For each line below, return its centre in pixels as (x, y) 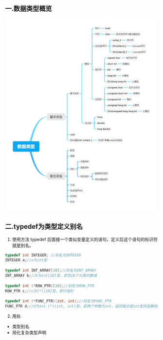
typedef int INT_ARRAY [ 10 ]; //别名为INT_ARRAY (51, 271)
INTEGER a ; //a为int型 (26, 260)
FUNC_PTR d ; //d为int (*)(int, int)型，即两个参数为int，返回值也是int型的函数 (80, 306)
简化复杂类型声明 (29, 333)
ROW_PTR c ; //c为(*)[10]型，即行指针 (40, 291)
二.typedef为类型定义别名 (44, 227)
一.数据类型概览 (29, 9)
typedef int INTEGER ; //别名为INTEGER (43, 255)
